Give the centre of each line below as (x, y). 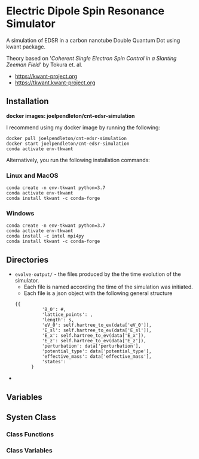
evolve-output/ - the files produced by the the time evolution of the (98, 274)
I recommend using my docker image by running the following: (83, 127)
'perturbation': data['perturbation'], (91, 346)
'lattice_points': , (67, 315)
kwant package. (26, 47)
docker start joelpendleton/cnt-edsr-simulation (68, 144)
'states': (54, 362)
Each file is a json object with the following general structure (98, 293)
